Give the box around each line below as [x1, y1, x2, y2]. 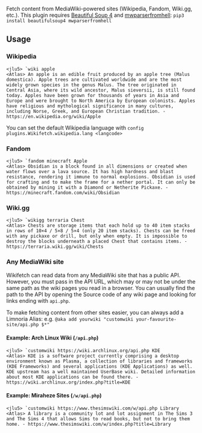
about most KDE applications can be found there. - [6, 374, 139, 380]
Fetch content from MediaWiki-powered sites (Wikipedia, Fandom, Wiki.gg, [6, 5, 193, 12]
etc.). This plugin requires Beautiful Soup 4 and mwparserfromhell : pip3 [6, 11, 185, 19]
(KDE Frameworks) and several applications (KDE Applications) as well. [6, 363, 193, 370]
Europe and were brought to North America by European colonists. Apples [6, 98, 196, 104]
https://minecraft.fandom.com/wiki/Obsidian [6, 189, 120, 195]
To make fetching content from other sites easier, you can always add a [6, 309, 184, 316]
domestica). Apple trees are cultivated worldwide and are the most [6, 77, 182, 83]
